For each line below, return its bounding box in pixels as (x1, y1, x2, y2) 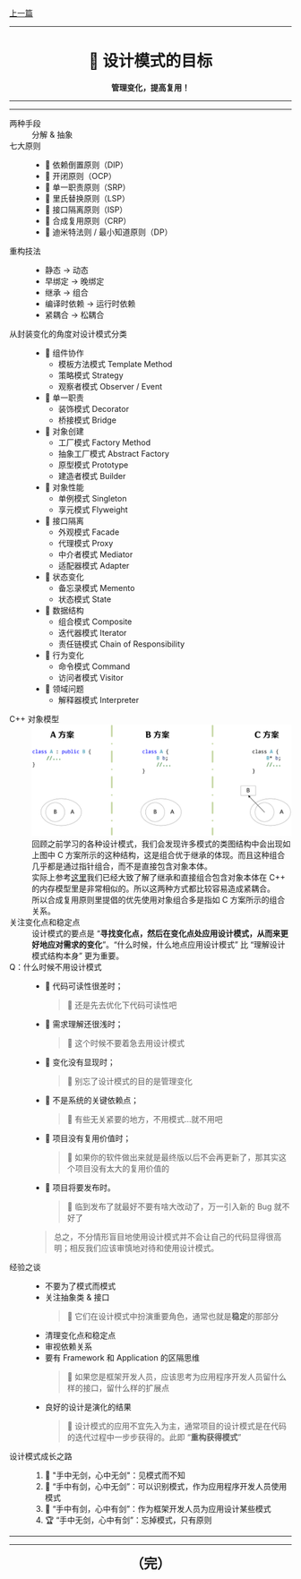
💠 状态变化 (44, 571, 84, 582)
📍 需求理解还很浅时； (44, 1019, 124, 1030)
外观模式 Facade (57, 527, 120, 537)
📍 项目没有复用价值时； (44, 1133, 132, 1144)
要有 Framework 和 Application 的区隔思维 (44, 1352, 200, 1363)
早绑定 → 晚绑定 (44, 276, 105, 287)
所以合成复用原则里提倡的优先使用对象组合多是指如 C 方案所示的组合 (31, 895, 286, 905)
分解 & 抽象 (31, 129, 73, 140)
